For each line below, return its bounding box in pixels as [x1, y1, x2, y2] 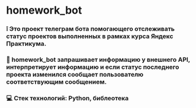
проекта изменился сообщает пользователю [6, 71, 144, 79]
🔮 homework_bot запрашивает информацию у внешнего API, [6, 56, 191, 64]
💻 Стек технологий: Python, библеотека [6, 94, 129, 102]
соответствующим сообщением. [6, 78, 107, 86]
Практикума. [6, 40, 47, 48]
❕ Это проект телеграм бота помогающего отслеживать [6, 25, 175, 33]
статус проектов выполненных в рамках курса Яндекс [6, 32, 173, 40]
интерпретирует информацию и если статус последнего [6, 63, 179, 71]
